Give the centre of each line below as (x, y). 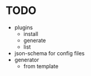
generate (35, 40)
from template (41, 66)
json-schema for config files (49, 53)
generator (27, 60)
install (31, 33)
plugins (24, 27)
